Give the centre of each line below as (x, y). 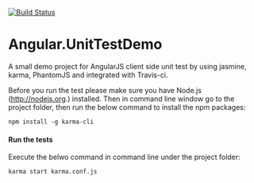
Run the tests (31, 139)
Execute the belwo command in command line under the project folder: (124, 157)
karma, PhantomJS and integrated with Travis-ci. (88, 75)
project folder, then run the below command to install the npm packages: (127, 107)
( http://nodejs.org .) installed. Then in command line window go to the (121, 99)
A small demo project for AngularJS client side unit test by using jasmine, (127, 66)
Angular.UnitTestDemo (85, 45)
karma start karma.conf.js (53, 172)
